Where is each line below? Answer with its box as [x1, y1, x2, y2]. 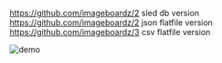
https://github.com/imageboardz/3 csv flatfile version [9, 27, 211, 37]
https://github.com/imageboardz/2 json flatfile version [9, 17, 213, 28]
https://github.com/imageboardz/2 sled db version [9, 8, 200, 18]
